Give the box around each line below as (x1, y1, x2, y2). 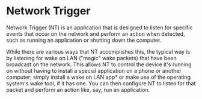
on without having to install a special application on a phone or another (6, 67, 182, 74)
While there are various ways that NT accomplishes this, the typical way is (6, 48, 191, 55)
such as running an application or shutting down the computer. (6, 36, 162, 44)
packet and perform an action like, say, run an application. (6, 86, 150, 93)
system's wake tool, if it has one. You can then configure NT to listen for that (6, 79, 196, 87)
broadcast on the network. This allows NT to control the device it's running (6, 61, 192, 68)
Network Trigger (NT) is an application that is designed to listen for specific (6, 24, 193, 31)
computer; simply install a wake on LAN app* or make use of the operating (6, 73, 191, 81)
